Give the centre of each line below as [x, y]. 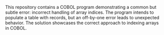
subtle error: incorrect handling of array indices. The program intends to [79, 12]
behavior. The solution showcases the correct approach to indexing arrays [82, 23]
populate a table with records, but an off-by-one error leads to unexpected [82, 17]
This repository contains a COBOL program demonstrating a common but [81, 7]
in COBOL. [16, 28]
